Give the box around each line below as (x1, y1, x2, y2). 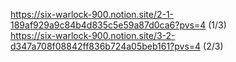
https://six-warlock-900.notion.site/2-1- (10, 9, 175, 20)
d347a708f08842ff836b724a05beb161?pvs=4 (10, 40, 202, 52)
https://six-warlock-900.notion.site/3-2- (10, 30, 176, 41)
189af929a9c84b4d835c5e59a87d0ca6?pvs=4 (10, 19, 207, 31)
